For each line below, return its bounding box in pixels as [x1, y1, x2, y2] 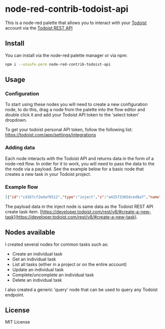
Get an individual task [12, 256, 56, 262]
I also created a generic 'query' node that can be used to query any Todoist [5, 287, 158, 293]
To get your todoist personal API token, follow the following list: [5, 127, 133, 132]
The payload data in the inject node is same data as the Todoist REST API [5, 203, 154, 209]
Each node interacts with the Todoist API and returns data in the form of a [5, 155, 154, 161]
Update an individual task [12, 266, 64, 272]
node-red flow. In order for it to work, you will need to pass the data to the [5, 161, 155, 166]
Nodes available [5, 228, 55, 237]
